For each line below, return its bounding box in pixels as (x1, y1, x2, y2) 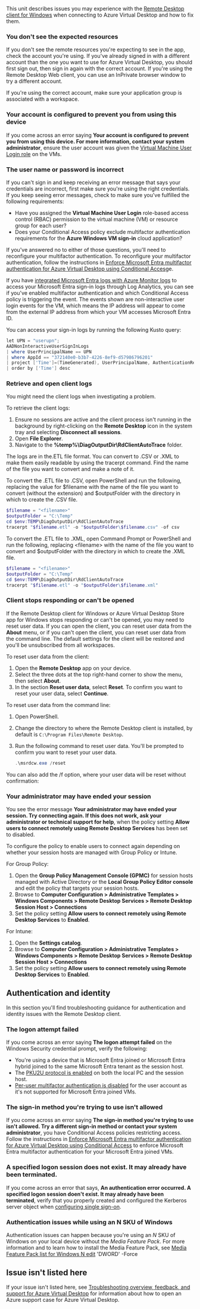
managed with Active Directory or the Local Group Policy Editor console (14, 878, 193, 885)
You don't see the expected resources (6, 32, 118, 40)
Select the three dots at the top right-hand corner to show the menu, (14, 671, 183, 678)
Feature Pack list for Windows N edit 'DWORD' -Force (6, 1250, 138, 1257)
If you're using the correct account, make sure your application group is (6, 89, 183, 96)
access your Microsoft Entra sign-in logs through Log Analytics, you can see (6, 283, 194, 290)
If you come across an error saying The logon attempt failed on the (6, 1039, 173, 1046)
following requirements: (6, 198, 64, 205)
